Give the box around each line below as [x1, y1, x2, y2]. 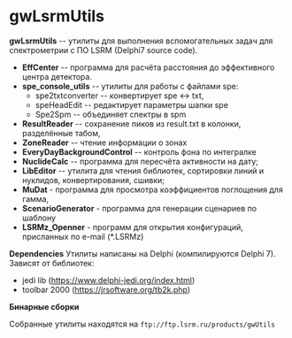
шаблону [21, 212, 56, 223]
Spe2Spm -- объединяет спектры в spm [35, 109, 187, 119]
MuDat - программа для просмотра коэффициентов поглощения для [21, 184, 283, 195]
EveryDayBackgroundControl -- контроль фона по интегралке [21, 146, 257, 157]
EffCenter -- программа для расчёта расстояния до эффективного [21, 62, 275, 73]
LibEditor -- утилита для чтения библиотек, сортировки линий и [21, 165, 264, 176]
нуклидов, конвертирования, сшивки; [21, 174, 165, 185]
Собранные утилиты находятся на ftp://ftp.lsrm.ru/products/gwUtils [9, 319, 276, 329]
